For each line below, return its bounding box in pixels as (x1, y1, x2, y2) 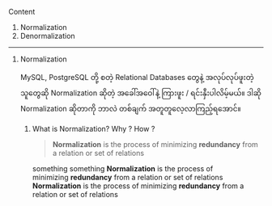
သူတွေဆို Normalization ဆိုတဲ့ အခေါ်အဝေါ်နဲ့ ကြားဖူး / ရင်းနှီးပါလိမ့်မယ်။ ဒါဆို (19, 88, 261, 98)
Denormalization (19, 32, 75, 40)
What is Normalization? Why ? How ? (32, 124, 155, 133)
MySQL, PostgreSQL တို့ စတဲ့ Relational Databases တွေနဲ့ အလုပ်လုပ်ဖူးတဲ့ (19, 73, 254, 82)
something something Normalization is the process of (32, 164, 214, 173)
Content (8, 7, 36, 16)
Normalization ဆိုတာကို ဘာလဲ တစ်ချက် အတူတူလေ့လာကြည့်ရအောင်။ (19, 104, 241, 113)
